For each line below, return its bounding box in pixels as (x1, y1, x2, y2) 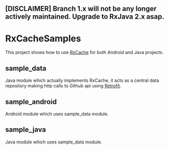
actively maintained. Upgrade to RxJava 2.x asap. (5, 13, 164, 21)
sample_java (5, 125, 46, 134)
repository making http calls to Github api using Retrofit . (5, 83, 122, 89)
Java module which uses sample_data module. (5, 139, 102, 145)
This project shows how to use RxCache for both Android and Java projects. (5, 49, 164, 56)
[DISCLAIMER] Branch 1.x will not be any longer (5, 5, 157, 13)
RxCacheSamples (5, 33, 81, 44)
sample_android (5, 97, 57, 106)
